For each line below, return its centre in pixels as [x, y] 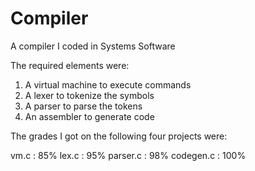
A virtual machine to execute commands [108, 84]
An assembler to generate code [89, 116]
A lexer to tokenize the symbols [89, 95]
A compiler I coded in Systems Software [93, 46]
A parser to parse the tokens [83, 106]
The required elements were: [70, 65]
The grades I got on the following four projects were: [119, 136]
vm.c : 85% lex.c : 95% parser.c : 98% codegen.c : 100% [128, 155]
